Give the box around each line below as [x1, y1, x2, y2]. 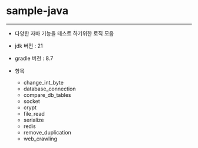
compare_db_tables [23, 91, 71, 98]
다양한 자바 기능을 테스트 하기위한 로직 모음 [14, 29, 114, 36]
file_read [23, 110, 45, 117]
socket [23, 97, 40, 105]
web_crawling [23, 135, 58, 142]
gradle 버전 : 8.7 [14, 55, 54, 62]
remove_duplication [23, 129, 72, 136]
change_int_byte [23, 79, 64, 86]
